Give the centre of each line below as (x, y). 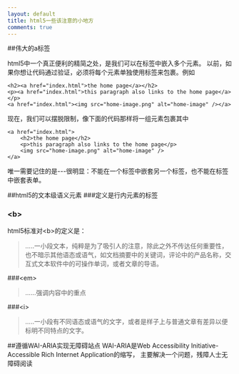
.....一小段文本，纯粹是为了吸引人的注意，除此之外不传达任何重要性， (126, 246)
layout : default (31, 14)
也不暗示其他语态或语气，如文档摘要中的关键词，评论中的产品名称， (125, 254)
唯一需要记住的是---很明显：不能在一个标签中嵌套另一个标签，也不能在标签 (118, 171)
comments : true (30, 27)
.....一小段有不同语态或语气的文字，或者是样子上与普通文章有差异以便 (126, 321)
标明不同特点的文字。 (56, 330)
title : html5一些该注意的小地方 (51, 21)
